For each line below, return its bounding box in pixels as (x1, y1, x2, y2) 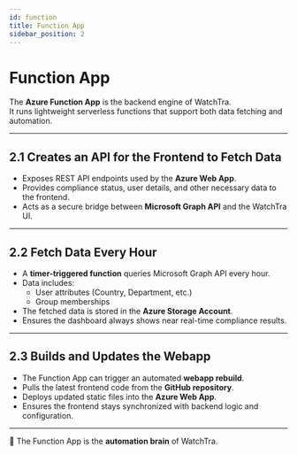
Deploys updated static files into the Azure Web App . (21, 391, 217, 402)
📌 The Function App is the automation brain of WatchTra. (9, 436, 218, 446)
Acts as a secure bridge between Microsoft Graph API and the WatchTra (21, 201, 287, 212)
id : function (9, 12, 57, 22)
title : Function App (9, 21, 86, 30)
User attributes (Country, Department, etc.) (34, 287, 193, 297)
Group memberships (34, 296, 110, 306)
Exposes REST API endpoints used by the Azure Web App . (21, 174, 237, 184)
